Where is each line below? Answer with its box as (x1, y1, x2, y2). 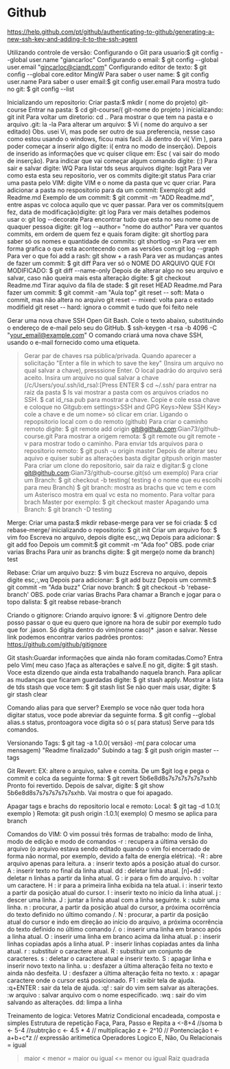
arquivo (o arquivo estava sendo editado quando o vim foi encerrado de (7, 845, 211, 853)
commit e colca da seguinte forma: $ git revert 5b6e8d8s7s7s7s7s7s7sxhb (7, 774, 218, 782)
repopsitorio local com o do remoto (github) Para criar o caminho (23, 417, 208, 425)
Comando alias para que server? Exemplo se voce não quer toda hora (7, 703, 205, 712)
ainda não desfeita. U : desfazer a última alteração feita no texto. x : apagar (7, 969, 220, 977)
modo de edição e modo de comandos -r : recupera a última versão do (7, 837, 208, 845)
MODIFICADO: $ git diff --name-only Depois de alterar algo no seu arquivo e (7, 266, 224, 275)
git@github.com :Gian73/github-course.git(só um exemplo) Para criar (23, 468, 218, 476)
